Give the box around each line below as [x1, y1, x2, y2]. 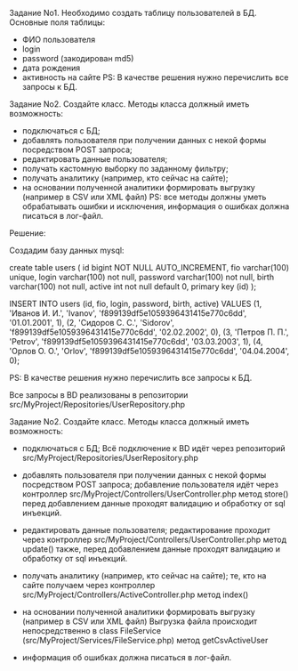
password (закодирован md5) [21, 53, 134, 63]
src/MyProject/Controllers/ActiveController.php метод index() [21, 589, 249, 600]
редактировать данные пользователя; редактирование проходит [21, 525, 271, 535]
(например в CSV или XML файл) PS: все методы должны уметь [21, 191, 267, 202]
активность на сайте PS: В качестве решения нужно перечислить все [21, 72, 289, 83]
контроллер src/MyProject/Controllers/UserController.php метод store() [21, 489, 289, 499]
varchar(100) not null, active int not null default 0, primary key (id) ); [9, 281, 256, 292]
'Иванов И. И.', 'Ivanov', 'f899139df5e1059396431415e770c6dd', [9, 308, 247, 319]
